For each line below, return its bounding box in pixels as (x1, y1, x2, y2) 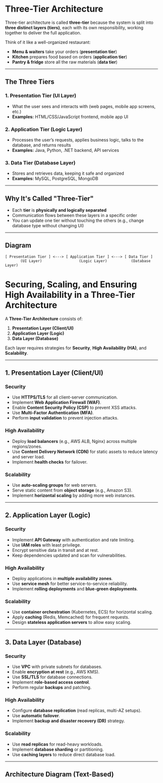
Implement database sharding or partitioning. (12, 746, 104, 752)
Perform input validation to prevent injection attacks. (12, 415, 119, 421)
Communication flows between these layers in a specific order (12, 213, 137, 219)
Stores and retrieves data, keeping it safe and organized (12, 170, 125, 176)
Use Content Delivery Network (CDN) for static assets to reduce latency (12, 449, 158, 455)
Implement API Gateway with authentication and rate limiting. (12, 537, 135, 543)
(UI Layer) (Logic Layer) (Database (20, 258, 151, 263)
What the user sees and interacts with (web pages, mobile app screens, (12, 103, 156, 109)
